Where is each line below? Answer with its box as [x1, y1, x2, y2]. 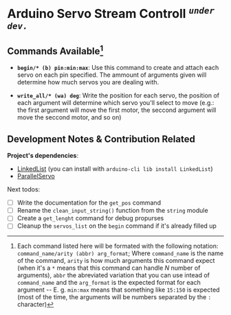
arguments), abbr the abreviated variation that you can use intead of [16, 271, 210, 279]
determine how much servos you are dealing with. [16, 78, 159, 86]
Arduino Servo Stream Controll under [7, 5, 215, 22]
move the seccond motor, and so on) [16, 113, 122, 121]
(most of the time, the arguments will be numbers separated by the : [16, 293, 212, 301]
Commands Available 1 [7, 43, 104, 57]
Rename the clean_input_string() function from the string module [16, 207, 208, 215]
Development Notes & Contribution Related [7, 133, 196, 145]
